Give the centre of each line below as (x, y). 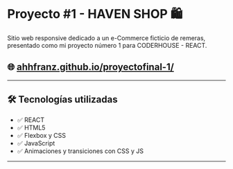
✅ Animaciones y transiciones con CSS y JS (80, 151)
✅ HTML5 (31, 127)
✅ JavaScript (36, 143)
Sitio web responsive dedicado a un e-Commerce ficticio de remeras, (106, 38)
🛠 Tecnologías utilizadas (62, 99)
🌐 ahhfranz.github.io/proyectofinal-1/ (91, 67)
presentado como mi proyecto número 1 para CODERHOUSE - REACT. (107, 45)
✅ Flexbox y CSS (41, 135)
